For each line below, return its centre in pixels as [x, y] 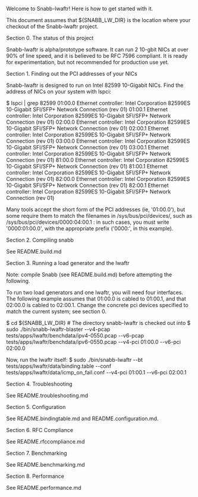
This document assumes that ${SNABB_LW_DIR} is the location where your [98, 20]
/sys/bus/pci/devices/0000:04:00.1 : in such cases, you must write [88, 222]
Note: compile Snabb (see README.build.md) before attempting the [89, 274]
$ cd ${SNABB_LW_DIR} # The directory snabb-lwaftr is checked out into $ [98, 323]
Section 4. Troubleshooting [39, 384]
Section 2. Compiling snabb [40, 240]
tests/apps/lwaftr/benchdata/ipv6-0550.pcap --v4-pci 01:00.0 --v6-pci [94, 342]
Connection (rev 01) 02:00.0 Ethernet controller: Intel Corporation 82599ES [98, 122]
